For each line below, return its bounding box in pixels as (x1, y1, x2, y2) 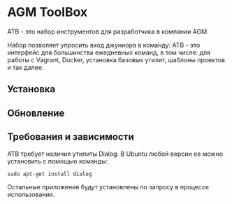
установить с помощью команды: (7, 156, 108, 165)
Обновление (7, 107, 65, 119)
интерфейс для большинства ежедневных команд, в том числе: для (7, 48, 211, 57)
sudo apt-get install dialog (7, 170, 92, 177)
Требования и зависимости (7, 131, 134, 143)
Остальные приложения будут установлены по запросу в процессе (7, 182, 210, 191)
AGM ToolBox (7, 4, 88, 20)
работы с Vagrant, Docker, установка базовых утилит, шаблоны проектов (7, 55, 226, 64)
